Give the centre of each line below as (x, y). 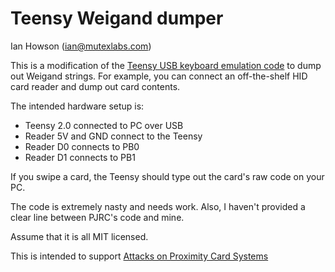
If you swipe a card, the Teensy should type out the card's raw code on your (167, 176)
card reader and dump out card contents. (95, 86)
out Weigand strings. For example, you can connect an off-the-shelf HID (159, 76)
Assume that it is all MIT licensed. (79, 236)
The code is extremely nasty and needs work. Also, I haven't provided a (158, 206)
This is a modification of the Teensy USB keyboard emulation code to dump (166, 65)
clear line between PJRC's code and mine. (97, 217)
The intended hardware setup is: (77, 106)
